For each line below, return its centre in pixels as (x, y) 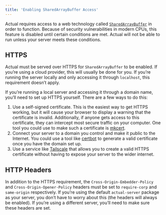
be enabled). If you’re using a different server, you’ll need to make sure (78, 203)
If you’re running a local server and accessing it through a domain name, (79, 92)
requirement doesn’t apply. (33, 83)
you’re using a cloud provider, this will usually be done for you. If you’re (78, 72)
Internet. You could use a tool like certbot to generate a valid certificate (85, 138)
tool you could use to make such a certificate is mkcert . (69, 128)
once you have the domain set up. (47, 144)
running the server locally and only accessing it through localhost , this (78, 78)
